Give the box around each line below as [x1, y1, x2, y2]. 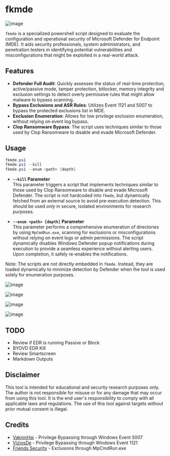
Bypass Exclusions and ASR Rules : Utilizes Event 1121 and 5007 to [12, 102, 153, 108]
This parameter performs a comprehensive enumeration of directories [12, 224, 159, 230]
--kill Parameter [12, 176, 50, 182]
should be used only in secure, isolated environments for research [12, 203, 151, 210]
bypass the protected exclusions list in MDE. [12, 107, 106, 113]
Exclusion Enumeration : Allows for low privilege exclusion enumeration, [12, 113, 164, 119]
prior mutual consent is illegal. [5, 406, 69, 412]
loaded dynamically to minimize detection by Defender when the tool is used [5, 266, 165, 272]
